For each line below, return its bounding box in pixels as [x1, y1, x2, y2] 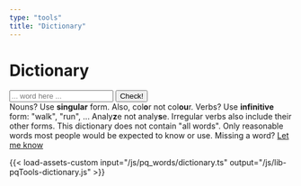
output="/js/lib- [229, 157, 288, 168]
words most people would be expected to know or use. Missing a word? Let [9, 130, 289, 141]
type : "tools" [9, 13, 63, 22]
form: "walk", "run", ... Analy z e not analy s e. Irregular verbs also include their [9, 111, 292, 122]
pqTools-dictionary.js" [9, 167, 92, 178]
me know [9, 140, 43, 151]
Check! [120, 92, 144, 102]
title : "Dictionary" [9, 22, 87, 31]
